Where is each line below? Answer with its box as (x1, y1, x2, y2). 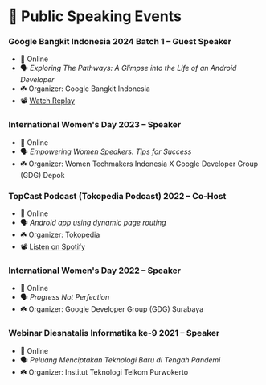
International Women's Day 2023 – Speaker (8, 119, 182, 130)
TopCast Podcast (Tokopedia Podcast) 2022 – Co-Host (8, 190, 227, 201)
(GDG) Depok (19, 170, 65, 180)
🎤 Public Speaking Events (8, 7, 182, 26)
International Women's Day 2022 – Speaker (8, 265, 182, 276)
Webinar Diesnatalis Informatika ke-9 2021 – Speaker (8, 328, 220, 339)
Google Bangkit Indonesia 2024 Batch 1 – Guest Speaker (8, 36, 231, 48)
